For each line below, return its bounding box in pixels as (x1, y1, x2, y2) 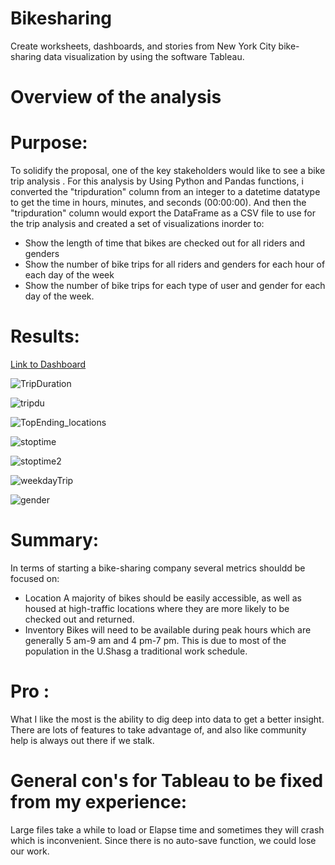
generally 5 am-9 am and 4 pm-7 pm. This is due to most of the (24, 634, 287, 646)
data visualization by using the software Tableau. (43, 50, 245, 62)
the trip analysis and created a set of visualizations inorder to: (10, 218, 265, 230)
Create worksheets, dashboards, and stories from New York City (10, 40, 277, 52)
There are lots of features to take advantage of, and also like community (10, 723, 307, 736)
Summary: (10, 529, 100, 552)
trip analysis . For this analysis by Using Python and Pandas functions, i (10, 175, 304, 187)
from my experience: (10, 791, 188, 814)
